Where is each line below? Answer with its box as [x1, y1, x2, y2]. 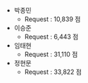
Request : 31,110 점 [24, 50, 78, 58]
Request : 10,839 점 [24, 15, 81, 23]
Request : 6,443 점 [24, 32, 79, 41]
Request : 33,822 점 [24, 68, 82, 76]
